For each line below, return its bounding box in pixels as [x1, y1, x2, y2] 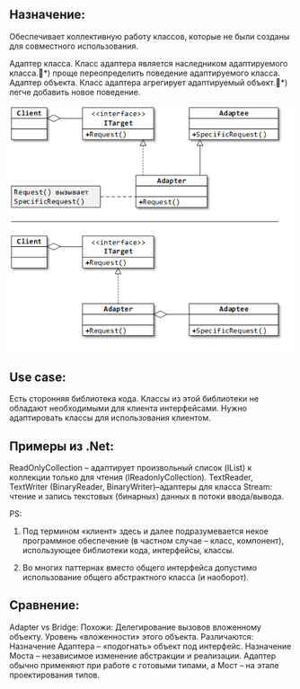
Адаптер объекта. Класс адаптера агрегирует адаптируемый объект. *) [9, 76, 288, 88]
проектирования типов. [9, 669, 101, 680]
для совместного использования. [9, 40, 139, 51]
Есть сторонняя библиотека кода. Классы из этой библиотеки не [9, 393, 259, 404]
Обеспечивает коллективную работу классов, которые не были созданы [9, 31, 290, 41]
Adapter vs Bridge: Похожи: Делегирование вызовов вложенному [9, 622, 262, 632]
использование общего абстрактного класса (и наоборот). [22, 572, 250, 583]
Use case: [9, 369, 66, 384]
